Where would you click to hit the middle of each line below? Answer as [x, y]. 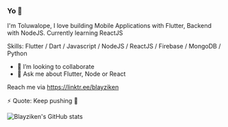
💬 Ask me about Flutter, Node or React [71, 74]
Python [17, 53]
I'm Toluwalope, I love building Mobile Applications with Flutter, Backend [109, 26]
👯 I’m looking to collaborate [56, 67]
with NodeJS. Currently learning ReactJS [65, 33]
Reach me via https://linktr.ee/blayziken [63, 87]
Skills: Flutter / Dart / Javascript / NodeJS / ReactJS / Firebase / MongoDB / [114, 46]
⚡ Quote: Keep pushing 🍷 [43, 101]
